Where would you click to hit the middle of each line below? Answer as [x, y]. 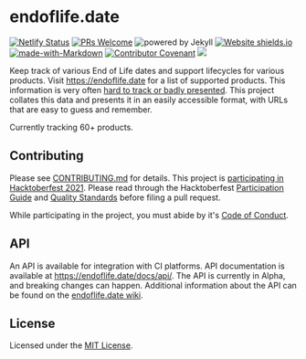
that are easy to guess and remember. [81, 109]
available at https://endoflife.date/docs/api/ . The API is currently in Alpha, [148, 275]
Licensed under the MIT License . [71, 345]
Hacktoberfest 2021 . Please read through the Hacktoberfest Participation [147, 187]
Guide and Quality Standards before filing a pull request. [115, 197]
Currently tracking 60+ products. [72, 127]
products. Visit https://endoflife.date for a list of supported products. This [148, 80]
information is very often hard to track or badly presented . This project [142, 90]
